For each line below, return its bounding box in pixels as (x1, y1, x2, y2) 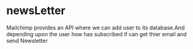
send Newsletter (6, 37, 48, 44)
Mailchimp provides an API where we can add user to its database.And (6, 24, 185, 31)
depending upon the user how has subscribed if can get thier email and (6, 30, 187, 37)
